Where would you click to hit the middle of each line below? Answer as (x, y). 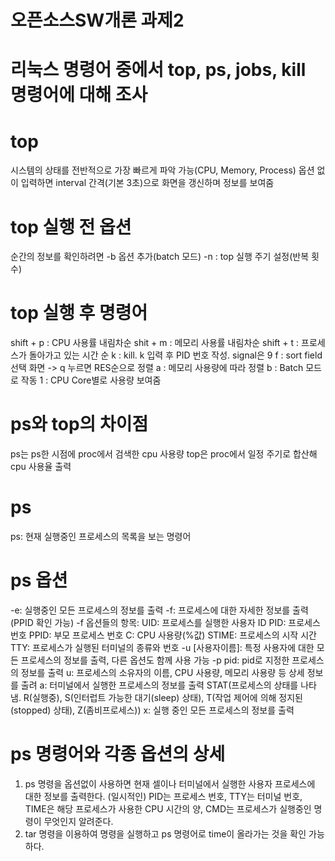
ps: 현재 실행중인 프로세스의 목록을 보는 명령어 (101, 537)
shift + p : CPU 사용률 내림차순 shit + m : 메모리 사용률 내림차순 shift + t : (155, 343)
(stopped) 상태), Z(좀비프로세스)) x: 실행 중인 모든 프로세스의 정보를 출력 (152, 710)
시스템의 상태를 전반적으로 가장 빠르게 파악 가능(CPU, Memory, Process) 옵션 (162, 170)
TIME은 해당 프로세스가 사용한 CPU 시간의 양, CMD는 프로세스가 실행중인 (168, 808)
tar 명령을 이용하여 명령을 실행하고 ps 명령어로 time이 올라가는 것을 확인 (165, 833)
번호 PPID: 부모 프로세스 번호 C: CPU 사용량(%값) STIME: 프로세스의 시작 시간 (163, 635)
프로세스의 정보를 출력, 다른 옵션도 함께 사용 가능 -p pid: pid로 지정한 (155, 660)
